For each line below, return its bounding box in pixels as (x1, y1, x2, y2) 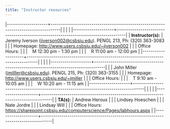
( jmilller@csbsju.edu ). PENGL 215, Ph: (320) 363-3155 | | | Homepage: (5, 69, 152, 76)
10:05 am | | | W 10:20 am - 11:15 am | (5, 80, 87, 87)
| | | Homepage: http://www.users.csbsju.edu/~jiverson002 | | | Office (5, 42, 151, 49)
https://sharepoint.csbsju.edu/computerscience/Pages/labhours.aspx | (5, 107, 153, 113)
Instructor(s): (131, 32, 160, 38)
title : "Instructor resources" (5, 7, 72, 13)
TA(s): (57, 97, 71, 103)
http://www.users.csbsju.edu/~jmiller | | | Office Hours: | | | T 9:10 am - (5, 75, 157, 81)
